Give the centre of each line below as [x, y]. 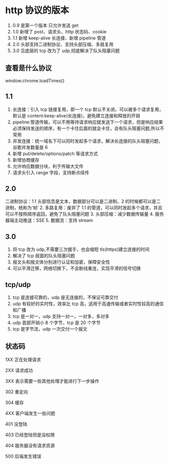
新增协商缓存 [26, 160]
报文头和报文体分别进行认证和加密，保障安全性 [61, 262]
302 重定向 [17, 392]
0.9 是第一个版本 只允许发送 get [46, 25]
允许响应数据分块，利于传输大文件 [48, 166]
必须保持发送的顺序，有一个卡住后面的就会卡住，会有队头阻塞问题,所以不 [88, 128]
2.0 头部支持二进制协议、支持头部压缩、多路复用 [63, 44]
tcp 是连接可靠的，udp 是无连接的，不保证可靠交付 [65, 297]
